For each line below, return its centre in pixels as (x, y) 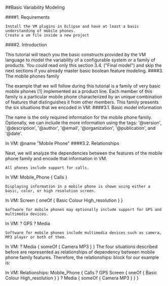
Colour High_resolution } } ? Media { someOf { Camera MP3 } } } (72, 278)
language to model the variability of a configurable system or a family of (80, 60)
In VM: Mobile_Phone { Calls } (36, 177)
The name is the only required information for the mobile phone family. (79, 117)
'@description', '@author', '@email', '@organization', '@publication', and (80, 128)
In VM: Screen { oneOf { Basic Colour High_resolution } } (64, 200)
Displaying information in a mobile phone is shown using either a (78, 187)
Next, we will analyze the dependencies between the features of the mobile (84, 153)
